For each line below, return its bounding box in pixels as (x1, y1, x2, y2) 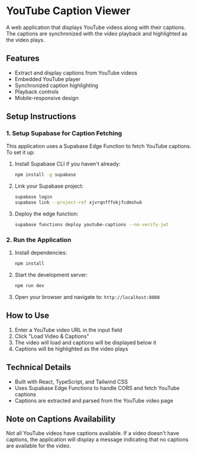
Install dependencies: (14, 249, 67, 256)
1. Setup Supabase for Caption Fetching (6, 129, 122, 137)
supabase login (14, 194, 53, 200)
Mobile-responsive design (14, 94, 79, 101)
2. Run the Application (6, 236, 72, 244)
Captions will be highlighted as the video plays (14, 345, 128, 352)
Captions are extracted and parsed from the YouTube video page (14, 397, 173, 404)
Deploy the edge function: (14, 210, 79, 217)
